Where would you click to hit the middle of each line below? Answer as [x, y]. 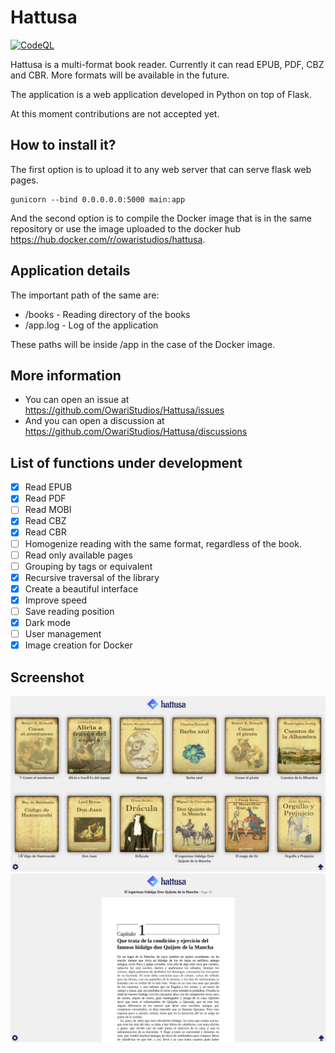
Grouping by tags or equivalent [88, 566]
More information [66, 375]
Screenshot [47, 677]
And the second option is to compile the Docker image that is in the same [161, 218]
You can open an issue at [77, 400]
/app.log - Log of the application [91, 325]
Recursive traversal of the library [92, 577]
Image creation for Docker [78, 645]
